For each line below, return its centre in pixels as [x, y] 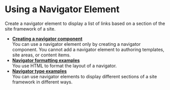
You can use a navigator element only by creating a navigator [76, 44]
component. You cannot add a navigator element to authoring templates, [88, 49]
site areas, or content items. [41, 55]
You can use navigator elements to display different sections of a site [84, 76]
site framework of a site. [30, 28]
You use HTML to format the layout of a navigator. [64, 66]
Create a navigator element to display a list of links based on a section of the [85, 23]
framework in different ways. [42, 82]
